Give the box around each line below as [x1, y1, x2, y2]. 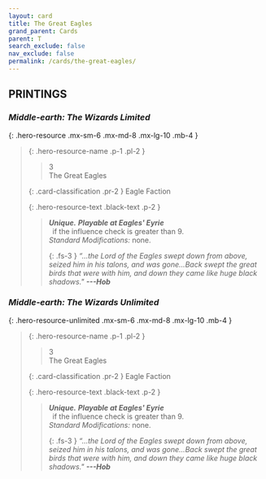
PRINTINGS [8, 87, 68, 102]
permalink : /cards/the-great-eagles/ [8, 58, 137, 66]
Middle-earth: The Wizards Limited [8, 111, 150, 123]
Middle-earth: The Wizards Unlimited [8, 297, 159, 308]
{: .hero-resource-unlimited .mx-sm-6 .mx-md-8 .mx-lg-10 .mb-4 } [8, 315, 233, 325]
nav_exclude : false [8, 50, 75, 58]
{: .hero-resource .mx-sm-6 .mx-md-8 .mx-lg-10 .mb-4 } [8, 130, 198, 140]
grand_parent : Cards [8, 27, 79, 35]
